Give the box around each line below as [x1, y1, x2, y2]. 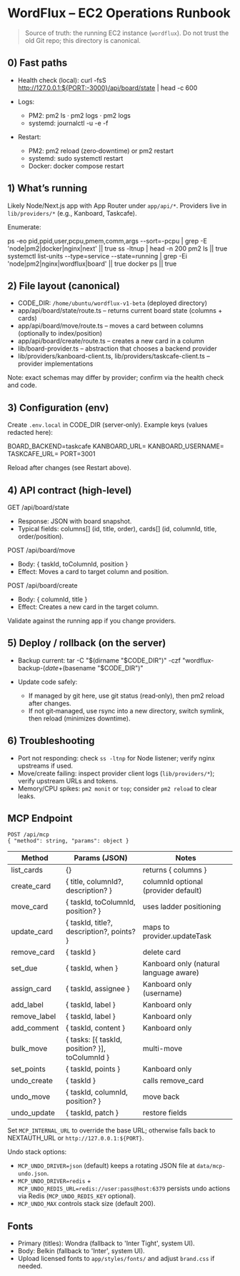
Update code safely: [17, 677, 78, 686]
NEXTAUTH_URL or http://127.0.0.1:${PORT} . [7, 1134, 144, 1142]
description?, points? [65, 927, 136, 937]
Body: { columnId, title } [17, 595, 88, 603]
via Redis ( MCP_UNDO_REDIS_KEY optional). [17, 1192, 136, 1200]
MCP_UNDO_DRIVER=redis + [17, 1177, 91, 1185]
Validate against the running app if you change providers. [7, 616, 176, 625]
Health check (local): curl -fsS [17, 76, 106, 84]
